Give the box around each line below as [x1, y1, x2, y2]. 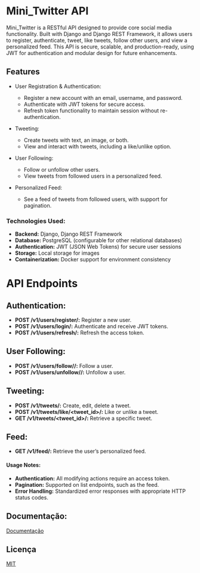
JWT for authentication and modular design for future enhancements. [6, 49, 177, 56]
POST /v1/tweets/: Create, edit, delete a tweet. [14, 402, 131, 409]
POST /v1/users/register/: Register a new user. [14, 316, 132, 324]
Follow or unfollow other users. [23, 166, 100, 173]
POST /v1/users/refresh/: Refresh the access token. [14, 329, 144, 336]
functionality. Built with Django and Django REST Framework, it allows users [6, 30, 193, 37]
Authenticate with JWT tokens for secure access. [23, 100, 145, 108]
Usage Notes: [6, 462, 41, 469]
